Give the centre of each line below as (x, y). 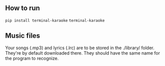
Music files (23, 36)
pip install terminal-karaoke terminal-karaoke (55, 20)
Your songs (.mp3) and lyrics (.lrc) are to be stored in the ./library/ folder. (80, 48)
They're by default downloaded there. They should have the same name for (83, 53)
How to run (23, 8)
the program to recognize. (32, 58)
